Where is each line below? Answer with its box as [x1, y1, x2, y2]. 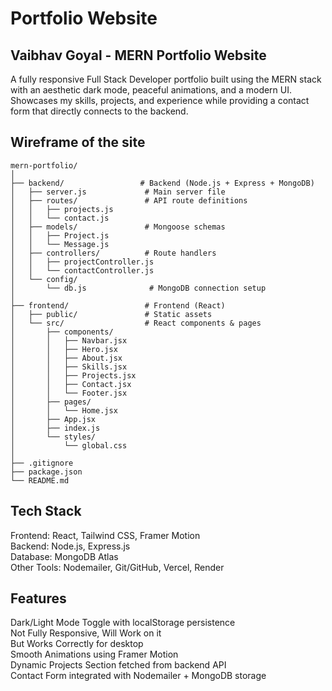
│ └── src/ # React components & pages [10, 318, 262, 328]
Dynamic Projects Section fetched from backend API [10, 659, 227, 671]
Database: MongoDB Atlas [10, 550, 119, 562]
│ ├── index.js [10, 423, 101, 433]
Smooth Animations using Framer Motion [10, 648, 179, 661]
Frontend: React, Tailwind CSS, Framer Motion [10, 529, 201, 541]
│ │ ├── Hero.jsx [10, 344, 118, 354]
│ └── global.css [10, 440, 128, 451]
